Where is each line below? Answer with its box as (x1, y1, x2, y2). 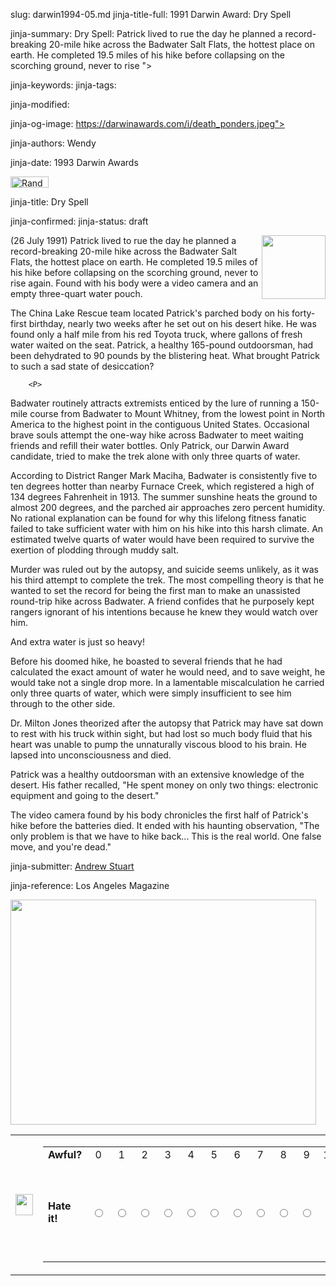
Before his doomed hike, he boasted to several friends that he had (10, 655, 283, 667)
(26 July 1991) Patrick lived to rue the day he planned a (10, 235, 237, 246)
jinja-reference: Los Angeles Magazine (10, 880, 170, 891)
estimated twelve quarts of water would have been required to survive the (10, 534, 315, 545)
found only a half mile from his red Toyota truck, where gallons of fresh (10, 329, 303, 340)
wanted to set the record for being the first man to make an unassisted (10, 585, 301, 596)
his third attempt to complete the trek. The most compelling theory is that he (10, 574, 325, 586)
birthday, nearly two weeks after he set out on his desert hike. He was (28, 318, 317, 329)
